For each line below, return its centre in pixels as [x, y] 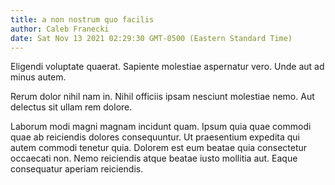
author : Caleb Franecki [60, 29]
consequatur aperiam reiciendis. [77, 169]
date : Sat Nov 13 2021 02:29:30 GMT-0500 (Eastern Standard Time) [151, 38]
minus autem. [38, 77]
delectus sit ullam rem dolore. [71, 107]
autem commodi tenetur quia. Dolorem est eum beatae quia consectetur [159, 148]
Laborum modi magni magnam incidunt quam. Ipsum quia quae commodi [161, 127]
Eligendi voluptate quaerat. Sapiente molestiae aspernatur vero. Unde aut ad [167, 67]
